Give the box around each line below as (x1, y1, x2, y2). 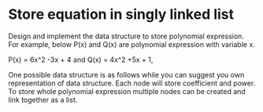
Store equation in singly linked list (8, 5, 235, 23)
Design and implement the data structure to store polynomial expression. (8, 31, 244, 41)
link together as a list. (8, 95, 78, 104)
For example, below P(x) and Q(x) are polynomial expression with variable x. (8, 39, 256, 49)
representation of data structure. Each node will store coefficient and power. (8, 78, 256, 88)
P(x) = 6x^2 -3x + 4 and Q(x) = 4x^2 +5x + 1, (8, 55, 154, 64)
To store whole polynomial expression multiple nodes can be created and (8, 86, 246, 96)
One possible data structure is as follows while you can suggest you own (8, 70, 245, 79)
